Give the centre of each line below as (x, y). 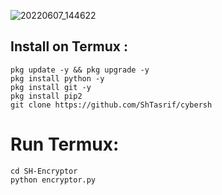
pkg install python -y (57, 78)
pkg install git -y (51, 87)
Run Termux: (65, 144)
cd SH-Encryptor (44, 171)
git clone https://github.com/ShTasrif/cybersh (111, 105)
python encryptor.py (53, 180)
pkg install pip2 (46, 96)
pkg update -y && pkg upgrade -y (80, 70)
